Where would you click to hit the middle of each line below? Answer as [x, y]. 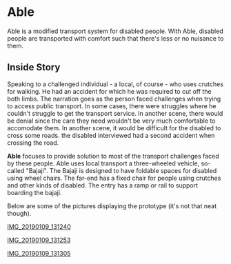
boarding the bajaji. [34, 192]
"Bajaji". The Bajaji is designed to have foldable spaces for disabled [121, 170]
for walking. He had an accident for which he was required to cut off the [109, 91]
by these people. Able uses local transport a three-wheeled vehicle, [103, 163]
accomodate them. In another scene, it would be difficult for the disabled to [114, 128]
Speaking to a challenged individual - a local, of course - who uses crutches [115, 84]
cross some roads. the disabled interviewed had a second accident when [111, 135]
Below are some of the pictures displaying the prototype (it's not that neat [112, 206]
